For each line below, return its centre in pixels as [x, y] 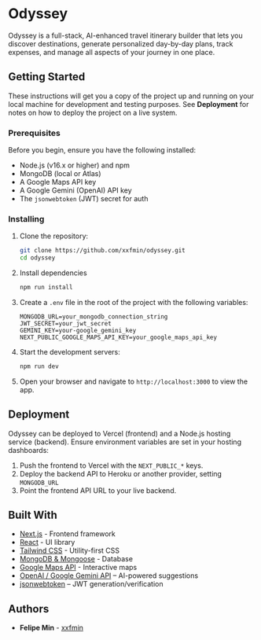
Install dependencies [53, 273]
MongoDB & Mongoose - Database [76, 559]
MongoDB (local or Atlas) [60, 174]
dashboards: [29, 450]
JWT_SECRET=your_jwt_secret [65, 323]
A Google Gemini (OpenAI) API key [75, 190]
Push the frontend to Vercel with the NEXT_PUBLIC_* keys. [111, 465]
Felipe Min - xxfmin [51, 628]
